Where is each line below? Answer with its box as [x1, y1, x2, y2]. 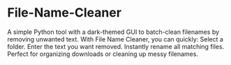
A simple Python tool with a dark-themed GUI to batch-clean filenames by [7, 28, 220, 36]
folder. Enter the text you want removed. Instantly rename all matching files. [7, 42, 225, 50]
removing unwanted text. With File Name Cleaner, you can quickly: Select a [7, 35, 223, 43]
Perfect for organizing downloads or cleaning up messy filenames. [7, 50, 199, 58]
